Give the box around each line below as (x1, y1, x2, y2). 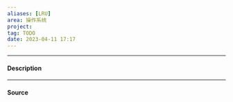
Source (7, 88, 29, 96)
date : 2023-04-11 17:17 (7, 36, 76, 43)
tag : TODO (7, 29, 36, 37)
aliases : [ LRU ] (7, 10, 51, 17)
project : (7, 23, 33, 30)
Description (7, 64, 42, 72)
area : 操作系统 (7, 17, 47, 24)
